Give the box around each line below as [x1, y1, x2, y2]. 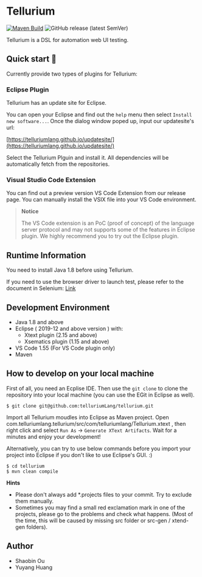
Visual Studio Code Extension [6, 175, 96, 184]
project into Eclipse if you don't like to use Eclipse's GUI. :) [6, 451, 153, 458]
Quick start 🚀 [6, 54, 57, 65]
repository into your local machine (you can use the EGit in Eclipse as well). [6, 391, 195, 398]
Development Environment [6, 302, 110, 313]
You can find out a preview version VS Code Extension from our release [6, 189, 186, 197]
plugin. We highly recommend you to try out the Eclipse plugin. [21, 233, 179, 240]
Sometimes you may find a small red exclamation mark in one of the [15, 504, 186, 511]
